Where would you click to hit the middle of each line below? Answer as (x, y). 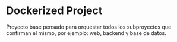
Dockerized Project (54, 11)
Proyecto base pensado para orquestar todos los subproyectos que (89, 27)
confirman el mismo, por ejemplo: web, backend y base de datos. (86, 33)
